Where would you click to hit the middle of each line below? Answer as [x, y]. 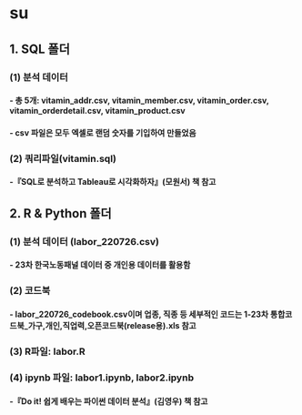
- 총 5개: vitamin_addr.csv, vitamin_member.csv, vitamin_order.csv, [140, 101]
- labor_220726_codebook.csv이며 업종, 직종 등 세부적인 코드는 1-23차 [139, 314]
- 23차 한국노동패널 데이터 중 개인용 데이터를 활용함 [100, 265]
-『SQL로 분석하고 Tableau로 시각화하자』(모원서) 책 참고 [113, 182]
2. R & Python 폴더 [60, 213]
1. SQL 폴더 [40, 49]
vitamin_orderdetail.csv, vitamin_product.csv [97, 111]
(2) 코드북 [30, 291]
